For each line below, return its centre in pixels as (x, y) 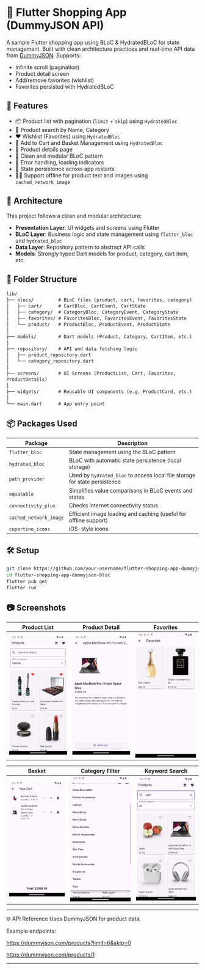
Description (133, 443)
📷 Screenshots (36, 608)
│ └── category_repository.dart (50, 361)
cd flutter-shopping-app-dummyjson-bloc (59, 575)
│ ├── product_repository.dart (49, 355)
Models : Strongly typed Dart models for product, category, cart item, (102, 254)
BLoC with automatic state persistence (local (125, 460)
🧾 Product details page (44, 149)
